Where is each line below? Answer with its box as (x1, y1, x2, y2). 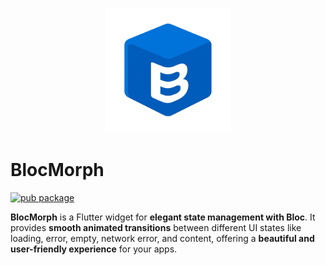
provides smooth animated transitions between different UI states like (10, 221, 302, 233)
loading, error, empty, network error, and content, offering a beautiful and (10, 232, 315, 244)
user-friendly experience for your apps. (10, 243, 178, 255)
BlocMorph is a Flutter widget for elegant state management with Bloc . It (10, 211, 316, 223)
